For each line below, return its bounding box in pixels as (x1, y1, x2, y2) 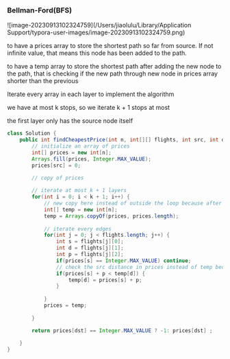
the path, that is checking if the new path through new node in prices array (7, 69, 218, 78)
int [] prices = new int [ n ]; (31, 149, 112, 156)
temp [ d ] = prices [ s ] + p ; (68, 277, 142, 283)
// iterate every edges (43, 225, 112, 232)
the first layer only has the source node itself (7, 117, 133, 125)
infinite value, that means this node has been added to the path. (7, 49, 187, 57)
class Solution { (7, 130, 57, 137)
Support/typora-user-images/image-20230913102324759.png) (7, 28, 186, 36)
